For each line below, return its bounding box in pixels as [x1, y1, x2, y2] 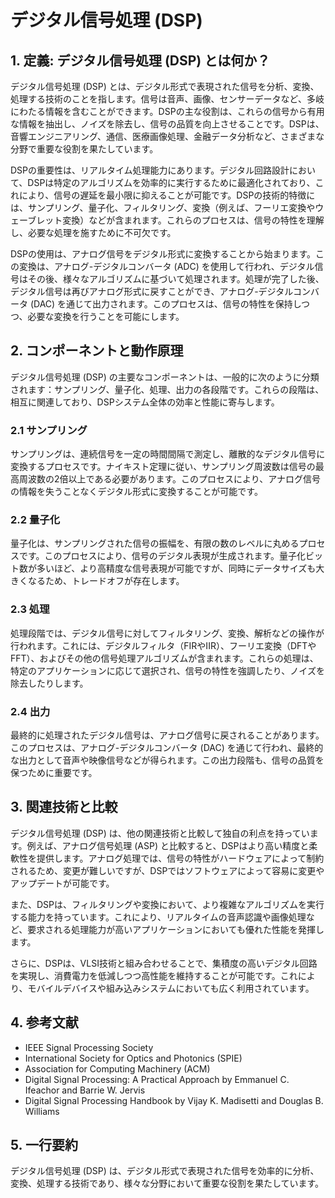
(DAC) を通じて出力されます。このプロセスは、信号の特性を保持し [29, 298, 302, 310]
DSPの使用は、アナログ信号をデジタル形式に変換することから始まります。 [10, 248, 317, 260]
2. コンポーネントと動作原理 [10, 342, 184, 360]
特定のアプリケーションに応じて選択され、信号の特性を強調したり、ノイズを [10, 664, 325, 676]
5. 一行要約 [10, 1137, 78, 1154]
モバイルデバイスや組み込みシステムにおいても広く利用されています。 [27, 982, 315, 994]
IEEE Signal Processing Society [24, 1041, 154, 1053]
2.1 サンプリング [10, 423, 88, 437]
